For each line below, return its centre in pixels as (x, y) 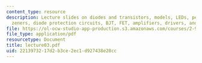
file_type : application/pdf (41, 34)
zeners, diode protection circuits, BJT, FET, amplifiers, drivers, (99, 23)
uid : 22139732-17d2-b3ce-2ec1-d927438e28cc (62, 51)
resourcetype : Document (36, 40)
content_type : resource (36, 12)
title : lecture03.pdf (33, 46)
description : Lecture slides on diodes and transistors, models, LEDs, (98, 17)
